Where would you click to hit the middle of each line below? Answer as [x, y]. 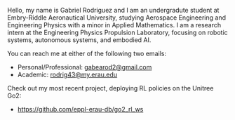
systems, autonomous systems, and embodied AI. [79, 40]
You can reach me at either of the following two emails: [87, 53]
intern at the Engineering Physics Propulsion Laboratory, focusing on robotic [117, 32]
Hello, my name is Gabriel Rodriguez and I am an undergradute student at [113, 10]
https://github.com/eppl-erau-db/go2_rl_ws [80, 109]
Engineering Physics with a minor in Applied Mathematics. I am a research [114, 25]
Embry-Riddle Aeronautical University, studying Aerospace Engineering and [117, 18]
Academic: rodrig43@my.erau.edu [67, 74]
